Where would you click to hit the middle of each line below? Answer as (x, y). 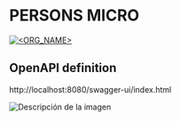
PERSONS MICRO (74, 16)
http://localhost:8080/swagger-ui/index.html (90, 89)
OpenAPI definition (63, 68)
